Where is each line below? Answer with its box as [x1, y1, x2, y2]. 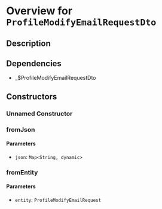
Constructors [6, 91, 57, 102]
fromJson [6, 125, 35, 133]
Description [6, 38, 51, 48]
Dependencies [6, 58, 62, 68]
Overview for [6, 4, 73, 18]
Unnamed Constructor [6, 109, 73, 117]
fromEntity [6, 168, 38, 176]
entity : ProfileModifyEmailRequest [14, 196, 102, 203]
